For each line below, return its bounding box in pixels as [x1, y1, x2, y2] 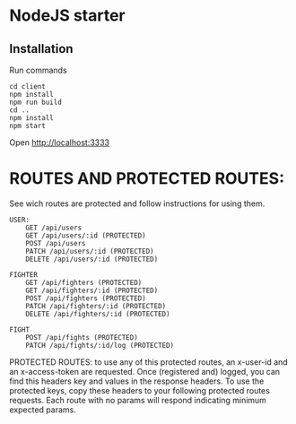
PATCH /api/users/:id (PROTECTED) [25, 247, 154, 255]
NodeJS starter [9, 5, 126, 26]
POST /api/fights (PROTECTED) [25, 333, 139, 342]
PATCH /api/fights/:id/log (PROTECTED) [25, 341, 175, 350]
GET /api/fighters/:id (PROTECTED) [25, 286, 159, 295]
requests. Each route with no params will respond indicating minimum [9, 394, 267, 405]
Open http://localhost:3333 [9, 137, 110, 148]
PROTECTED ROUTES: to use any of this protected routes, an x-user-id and [9, 356, 289, 368]
